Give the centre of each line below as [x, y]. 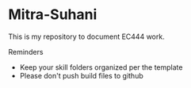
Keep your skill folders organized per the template [101, 67]
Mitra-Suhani [53, 15]
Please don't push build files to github [82, 75]
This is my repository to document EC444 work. [86, 36]
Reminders [26, 52]
